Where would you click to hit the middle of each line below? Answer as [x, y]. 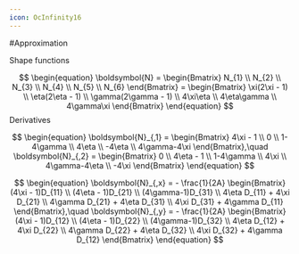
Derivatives [30, 119]
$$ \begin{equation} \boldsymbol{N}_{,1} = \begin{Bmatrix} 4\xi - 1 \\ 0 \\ [145, 137]
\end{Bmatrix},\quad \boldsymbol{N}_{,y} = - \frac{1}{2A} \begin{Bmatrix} [150, 211]
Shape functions [39, 60]
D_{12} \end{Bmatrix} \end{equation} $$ [150, 239]
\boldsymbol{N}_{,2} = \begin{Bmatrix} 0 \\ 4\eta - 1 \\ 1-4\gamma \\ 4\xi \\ [150, 156]
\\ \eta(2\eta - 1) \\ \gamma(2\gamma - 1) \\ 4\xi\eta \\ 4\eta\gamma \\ [149, 96]
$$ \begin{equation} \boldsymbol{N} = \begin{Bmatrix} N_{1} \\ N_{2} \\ [150, 78]
